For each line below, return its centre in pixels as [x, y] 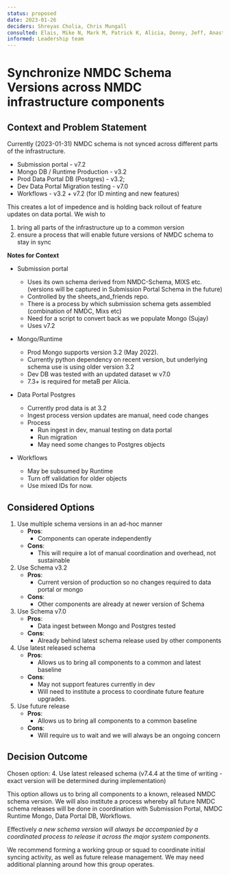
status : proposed [32, 13]
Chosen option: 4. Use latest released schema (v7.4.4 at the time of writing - [115, 773]
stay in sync [34, 242]
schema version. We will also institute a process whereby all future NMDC [111, 801]
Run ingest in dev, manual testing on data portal [105, 430]
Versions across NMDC [75, 87]
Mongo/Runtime [40, 339]
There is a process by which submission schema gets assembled [119, 304]
